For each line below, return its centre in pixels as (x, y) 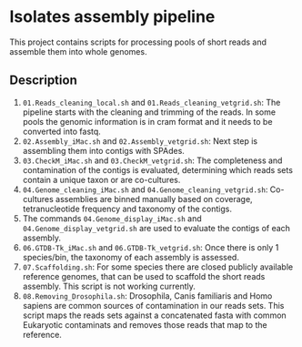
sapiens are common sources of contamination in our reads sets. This (153, 305)
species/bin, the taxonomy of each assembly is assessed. (131, 257)
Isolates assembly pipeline (112, 17)
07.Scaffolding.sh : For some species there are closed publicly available (158, 267)
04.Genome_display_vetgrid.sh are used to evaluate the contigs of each (156, 228)
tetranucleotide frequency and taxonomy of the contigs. (127, 209)
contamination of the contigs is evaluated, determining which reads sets (158, 169)
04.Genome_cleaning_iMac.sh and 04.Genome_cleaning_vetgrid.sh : (145, 189)
